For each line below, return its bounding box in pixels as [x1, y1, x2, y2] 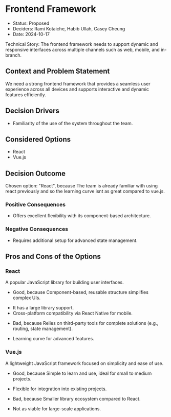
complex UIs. [12, 294, 41, 301]
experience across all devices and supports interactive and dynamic [5, 86, 149, 92]
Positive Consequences [5, 201, 66, 208]
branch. [5, 52, 22, 58]
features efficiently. [5, 91, 46, 98]
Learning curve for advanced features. [12, 336, 95, 342]
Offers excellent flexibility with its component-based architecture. [12, 213, 151, 219]
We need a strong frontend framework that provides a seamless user [5, 80, 151, 86]
